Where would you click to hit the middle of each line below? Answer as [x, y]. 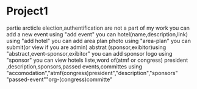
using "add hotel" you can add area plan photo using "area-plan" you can [99, 41]
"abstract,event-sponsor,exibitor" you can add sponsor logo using [89, 53]
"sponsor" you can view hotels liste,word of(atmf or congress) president [97, 60]
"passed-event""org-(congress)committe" [59, 79]
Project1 [27, 11]
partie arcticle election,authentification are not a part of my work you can [98, 28]
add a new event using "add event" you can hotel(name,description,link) [97, 34]
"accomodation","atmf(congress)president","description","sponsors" [92, 73]
